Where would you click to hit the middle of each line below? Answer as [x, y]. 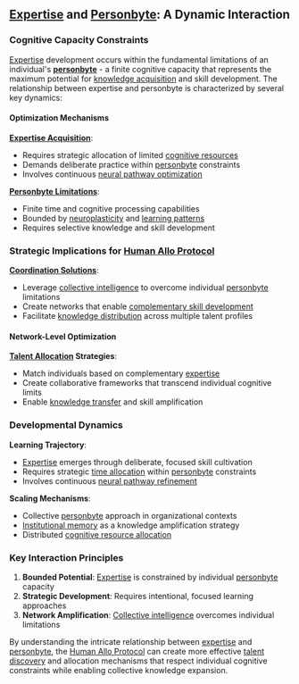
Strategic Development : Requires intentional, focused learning [138, 596]
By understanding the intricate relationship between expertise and [131, 641]
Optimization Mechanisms [59, 118]
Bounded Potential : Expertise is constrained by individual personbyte [150, 577]
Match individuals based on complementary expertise [121, 373]
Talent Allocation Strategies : [63, 356]
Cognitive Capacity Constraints [79, 40]
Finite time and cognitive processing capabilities [111, 208]
